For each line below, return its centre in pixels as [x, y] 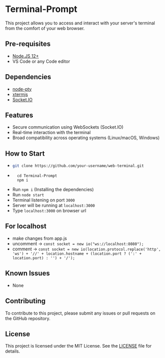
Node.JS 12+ [25, 56]
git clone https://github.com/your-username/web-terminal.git [78, 166]
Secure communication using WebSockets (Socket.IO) [68, 127]
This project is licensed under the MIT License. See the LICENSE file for [79, 346]
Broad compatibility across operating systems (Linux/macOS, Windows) [86, 138]
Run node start [28, 195]
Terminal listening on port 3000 [43, 200]
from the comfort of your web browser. [45, 28]
